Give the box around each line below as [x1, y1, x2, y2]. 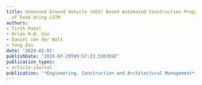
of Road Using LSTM [11, 14, 61, 20]
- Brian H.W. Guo [6, 31, 50, 37]
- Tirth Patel [6, 25, 42, 32]
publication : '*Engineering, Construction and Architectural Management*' [6, 70, 198, 76]
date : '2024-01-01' [6, 48, 55, 54]
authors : [6, 20, 28, 26]
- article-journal [6, 64, 52, 71]
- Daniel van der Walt [6, 37, 63, 42]
